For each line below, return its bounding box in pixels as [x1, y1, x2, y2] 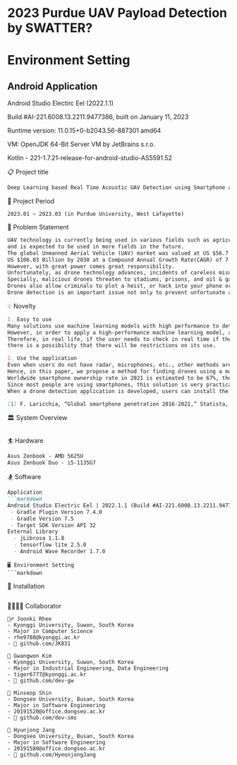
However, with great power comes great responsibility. [7, 263, 175, 270]
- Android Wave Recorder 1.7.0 [13, 548, 106, 555]
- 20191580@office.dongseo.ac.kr [7, 745, 106, 752]
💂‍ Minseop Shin [7, 689, 52, 697]
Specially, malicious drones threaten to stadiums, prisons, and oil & [7, 276, 222, 283]
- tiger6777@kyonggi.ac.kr [7, 670, 87, 678]
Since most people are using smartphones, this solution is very [7, 381, 203, 388]
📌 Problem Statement [7, 223, 69, 231]
